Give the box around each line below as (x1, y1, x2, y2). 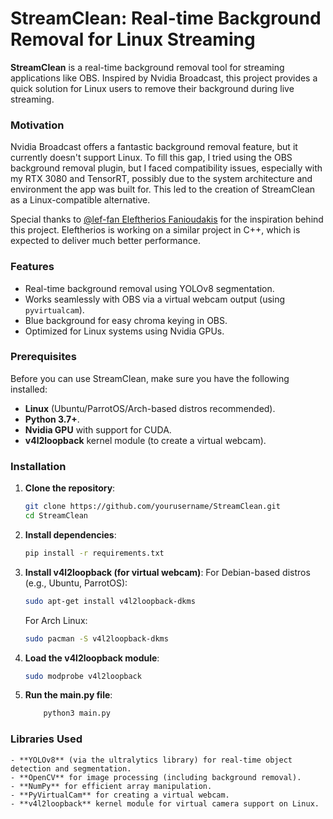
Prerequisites (10, 350, 77, 364)
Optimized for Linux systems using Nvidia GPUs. (24, 325, 225, 337)
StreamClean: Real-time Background (10, 7, 322, 30)
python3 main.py (43, 708, 111, 719)
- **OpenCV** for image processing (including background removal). (10, 772, 302, 782)
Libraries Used (10, 732, 83, 746)
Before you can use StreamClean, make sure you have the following (10, 372, 290, 384)
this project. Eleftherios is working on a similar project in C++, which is (10, 224, 301, 236)
